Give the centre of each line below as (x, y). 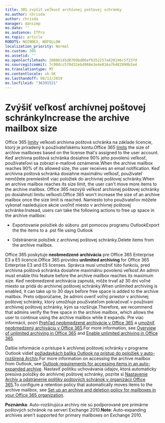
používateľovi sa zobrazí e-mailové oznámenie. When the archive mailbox (79, 163)
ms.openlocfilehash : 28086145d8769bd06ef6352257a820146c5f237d (71, 60)
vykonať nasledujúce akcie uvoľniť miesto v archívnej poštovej (68, 205)
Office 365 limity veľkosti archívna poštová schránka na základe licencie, (79, 142)
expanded (15, 369)
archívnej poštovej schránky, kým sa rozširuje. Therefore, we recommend (79, 307)
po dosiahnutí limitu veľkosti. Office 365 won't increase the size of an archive (82, 194)
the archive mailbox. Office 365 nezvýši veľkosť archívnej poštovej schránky (82, 189)
